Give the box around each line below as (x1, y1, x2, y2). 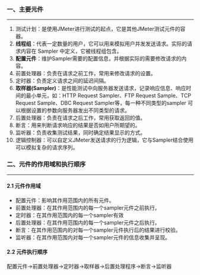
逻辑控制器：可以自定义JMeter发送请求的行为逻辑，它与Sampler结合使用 (15, 136, 193, 143)
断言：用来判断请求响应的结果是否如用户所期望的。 (15, 121, 141, 129)
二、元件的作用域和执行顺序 (7, 160, 86, 168)
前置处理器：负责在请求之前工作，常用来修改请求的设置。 (15, 70, 156, 77)
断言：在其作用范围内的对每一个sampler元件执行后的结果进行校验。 (15, 226, 181, 234)
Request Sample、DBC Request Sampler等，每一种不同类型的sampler (15, 100, 186, 107)
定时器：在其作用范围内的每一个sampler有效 (15, 212, 124, 219)
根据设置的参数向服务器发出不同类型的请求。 (20, 107, 130, 114)
